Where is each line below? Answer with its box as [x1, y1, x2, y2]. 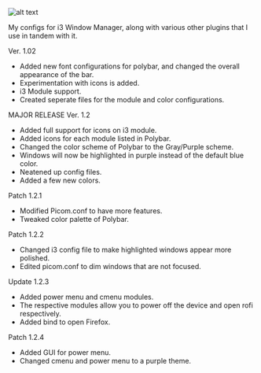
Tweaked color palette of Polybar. [19, 215, 130, 223]
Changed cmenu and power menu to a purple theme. [19, 356, 191, 365]
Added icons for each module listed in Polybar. [19, 134, 171, 143]
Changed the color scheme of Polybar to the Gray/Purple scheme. [19, 142, 234, 151]
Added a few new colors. [19, 175, 101, 185]
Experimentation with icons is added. [19, 79, 140, 87]
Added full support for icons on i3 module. [19, 126, 157, 135]
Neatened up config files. [19, 168, 102, 176]
